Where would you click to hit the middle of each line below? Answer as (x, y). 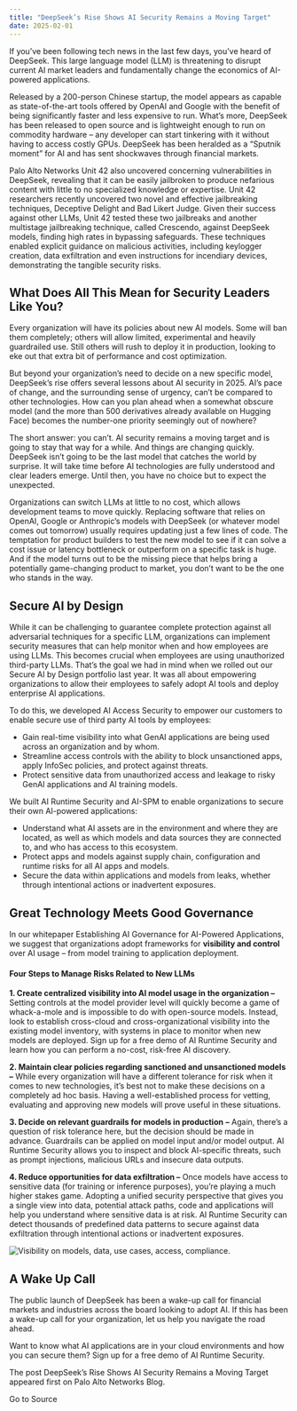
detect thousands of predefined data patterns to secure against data (134, 1224)
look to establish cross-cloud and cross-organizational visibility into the (140, 1022)
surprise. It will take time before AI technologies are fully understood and (142, 466)
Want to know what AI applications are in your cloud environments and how (147, 1345)
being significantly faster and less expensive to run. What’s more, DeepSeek (148, 116)
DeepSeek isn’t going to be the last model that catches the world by (133, 457)
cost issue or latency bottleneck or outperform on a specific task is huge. (143, 550)
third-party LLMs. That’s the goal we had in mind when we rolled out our (141, 665)
